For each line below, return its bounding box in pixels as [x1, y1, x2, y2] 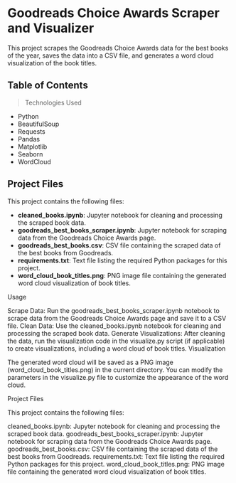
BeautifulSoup [17, 120, 60, 128]
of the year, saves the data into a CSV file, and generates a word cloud [7, 51, 215, 60]
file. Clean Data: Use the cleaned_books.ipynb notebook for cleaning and [7, 322, 222, 330]
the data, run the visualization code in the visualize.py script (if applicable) [7, 336, 225, 345]
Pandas [17, 134, 41, 143]
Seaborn [17, 149, 43, 158]
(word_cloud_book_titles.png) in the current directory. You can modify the [7, 365, 223, 374]
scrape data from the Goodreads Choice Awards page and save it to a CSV [7, 314, 227, 322]
